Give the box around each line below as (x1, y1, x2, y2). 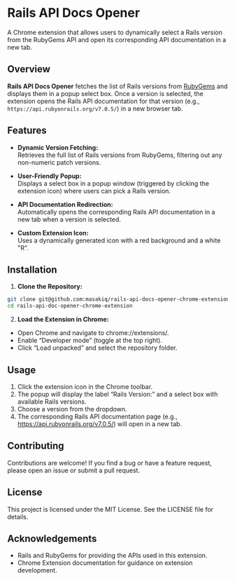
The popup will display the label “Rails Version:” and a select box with (17, 390, 218, 398)
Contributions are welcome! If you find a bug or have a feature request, (7, 458, 212, 467)
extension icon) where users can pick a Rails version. (17, 186, 171, 195)
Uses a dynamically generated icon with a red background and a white (17, 236, 221, 245)
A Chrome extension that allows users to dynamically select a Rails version (7, 28, 222, 36)
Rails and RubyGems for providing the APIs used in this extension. (17, 552, 208, 560)
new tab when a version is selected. (17, 215, 121, 224)
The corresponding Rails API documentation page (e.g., (17, 412, 178, 421)
